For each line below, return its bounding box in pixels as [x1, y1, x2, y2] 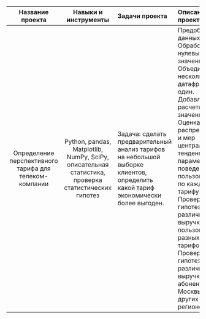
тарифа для [17, 164, 51, 173]
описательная [67, 160, 109, 168]
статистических [64, 184, 112, 192]
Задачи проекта [117, 12, 167, 20]
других [177, 295, 199, 303]
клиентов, [117, 168, 147, 176]
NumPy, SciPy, [66, 153, 109, 161]
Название [18, 8, 49, 16]
